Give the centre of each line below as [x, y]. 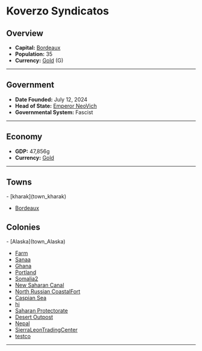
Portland [26, 272]
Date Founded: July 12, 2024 [51, 99]
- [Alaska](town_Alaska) [36, 242]
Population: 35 [34, 54]
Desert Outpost [34, 317]
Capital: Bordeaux [38, 47]
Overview [25, 33]
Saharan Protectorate [41, 311]
